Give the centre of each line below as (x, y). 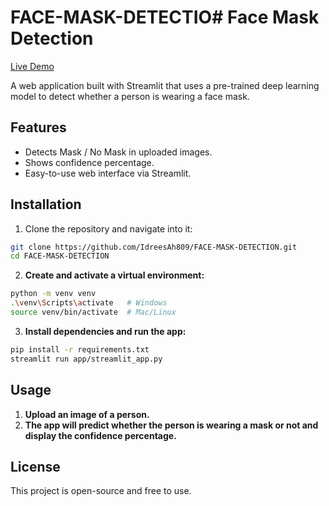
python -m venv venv (53, 294)
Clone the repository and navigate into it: (108, 228)
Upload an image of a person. (87, 414)
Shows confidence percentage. (89, 162)
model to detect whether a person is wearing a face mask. (130, 96)
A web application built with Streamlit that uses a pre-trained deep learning (165, 85)
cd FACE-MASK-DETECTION (60, 256)
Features (38, 127)
